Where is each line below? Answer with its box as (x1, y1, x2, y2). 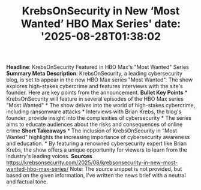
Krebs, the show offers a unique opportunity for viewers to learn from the (6, 146, 187, 153)
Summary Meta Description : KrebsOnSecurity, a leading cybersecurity (6, 70, 183, 77)
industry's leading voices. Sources (6, 153, 92, 160)
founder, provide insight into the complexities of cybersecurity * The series (6, 114, 192, 122)
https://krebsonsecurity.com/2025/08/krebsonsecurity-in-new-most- (6, 159, 178, 166)
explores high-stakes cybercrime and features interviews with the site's (6, 83, 183, 90)
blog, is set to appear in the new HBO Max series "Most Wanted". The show (6, 76, 193, 83)
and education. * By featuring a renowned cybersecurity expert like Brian (6, 140, 187, 147)
